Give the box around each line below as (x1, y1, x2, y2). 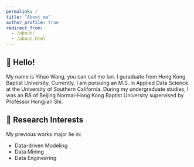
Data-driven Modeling (14, 142, 68, 149)
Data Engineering (14, 154, 57, 161)
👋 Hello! (6, 57, 35, 67)
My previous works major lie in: (6, 130, 82, 138)
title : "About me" (6, 14, 51, 20)
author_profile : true (6, 19, 59, 25)
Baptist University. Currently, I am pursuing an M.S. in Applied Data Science (6, 79, 189, 86)
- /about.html (11, 36, 46, 42)
